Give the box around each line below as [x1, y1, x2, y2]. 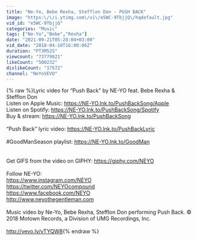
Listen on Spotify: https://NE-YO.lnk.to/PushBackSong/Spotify [6, 106, 160, 113]
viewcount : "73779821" [6, 54, 63, 60]
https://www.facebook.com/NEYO [6, 189, 91, 196]
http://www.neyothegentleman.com [6, 196, 94, 203]
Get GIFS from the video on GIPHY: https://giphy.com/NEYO [6, 157, 154, 164]
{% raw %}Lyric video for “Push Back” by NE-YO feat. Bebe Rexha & [6, 87, 175, 94]
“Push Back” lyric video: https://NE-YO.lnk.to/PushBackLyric [6, 125, 155, 133]
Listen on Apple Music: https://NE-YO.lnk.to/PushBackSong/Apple [6, 100, 169, 107]
